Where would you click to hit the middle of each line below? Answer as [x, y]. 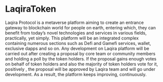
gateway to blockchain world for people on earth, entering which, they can [81, 27]
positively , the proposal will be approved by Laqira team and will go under [80, 69]
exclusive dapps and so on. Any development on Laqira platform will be [77, 48]
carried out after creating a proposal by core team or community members [80, 53]
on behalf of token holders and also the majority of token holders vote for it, [81, 64]
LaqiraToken [31, 9]
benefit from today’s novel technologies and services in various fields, [76, 33]
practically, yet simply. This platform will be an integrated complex [72, 38]
